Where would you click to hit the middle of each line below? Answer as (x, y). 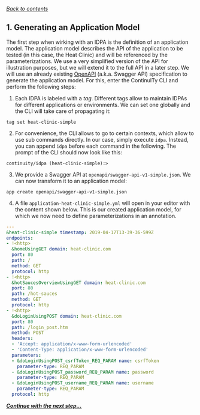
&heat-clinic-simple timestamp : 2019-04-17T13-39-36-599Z (80, 232)
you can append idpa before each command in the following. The (96, 146)
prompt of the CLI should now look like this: (69, 152)
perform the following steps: (41, 86)
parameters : (27, 355)
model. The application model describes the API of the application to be (95, 48)
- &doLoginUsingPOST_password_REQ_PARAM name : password (83, 372)
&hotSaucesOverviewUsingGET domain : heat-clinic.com (79, 283)
